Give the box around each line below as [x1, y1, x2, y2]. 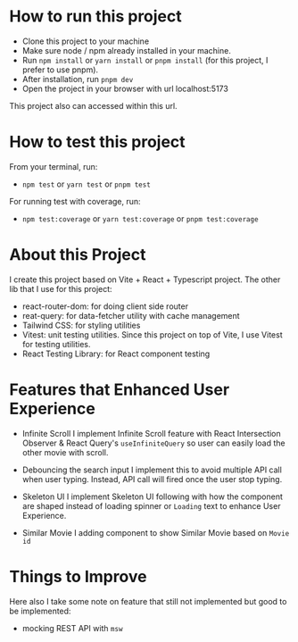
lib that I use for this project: [9, 283, 113, 294]
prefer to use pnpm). [21, 64, 99, 75]
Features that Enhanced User [9, 379, 230, 399]
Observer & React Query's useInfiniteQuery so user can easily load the [21, 438, 286, 448]
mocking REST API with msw [21, 622, 123, 633]
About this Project [9, 245, 146, 265]
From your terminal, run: [9, 161, 98, 171]
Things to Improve [9, 566, 147, 587]
